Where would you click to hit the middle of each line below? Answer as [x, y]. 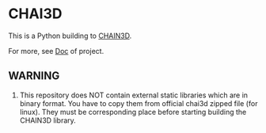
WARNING [34, 76]
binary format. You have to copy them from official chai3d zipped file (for [139, 103]
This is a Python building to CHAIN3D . [70, 36]
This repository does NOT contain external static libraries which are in [133, 95]
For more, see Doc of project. [56, 51]
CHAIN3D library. [48, 120]
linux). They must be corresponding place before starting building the [133, 112]
